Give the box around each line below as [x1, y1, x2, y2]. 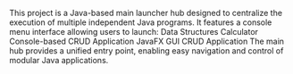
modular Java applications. [9, 55, 109, 65]
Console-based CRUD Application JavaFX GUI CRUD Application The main [9, 36, 284, 46]
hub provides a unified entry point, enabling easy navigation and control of [9, 45, 284, 56]
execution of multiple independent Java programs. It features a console [9, 17, 272, 28]
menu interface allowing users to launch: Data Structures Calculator [9, 27, 259, 37]
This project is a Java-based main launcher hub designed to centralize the [9, 8, 283, 18]
